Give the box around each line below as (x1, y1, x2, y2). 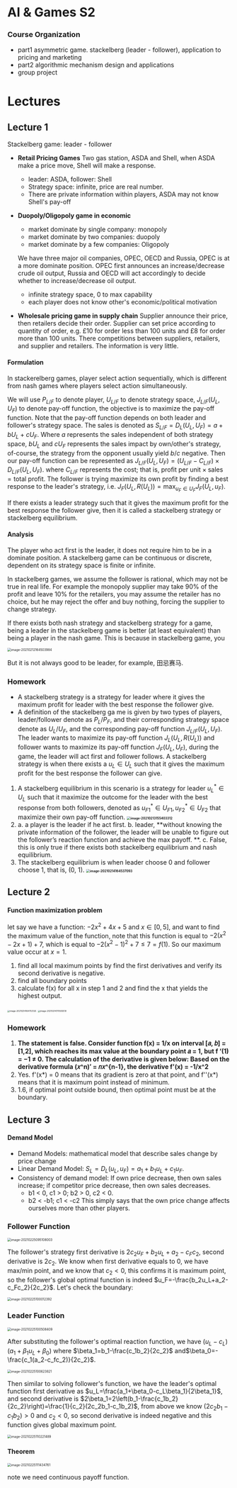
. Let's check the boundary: (52, 1283, 134, 1292)
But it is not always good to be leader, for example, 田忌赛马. (7, 658, 184, 667)
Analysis (7, 530, 34, 538)
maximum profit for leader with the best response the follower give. (17, 700, 214, 709)
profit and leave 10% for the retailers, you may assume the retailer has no (7, 589, 221, 598)
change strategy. (7, 604, 57, 613)
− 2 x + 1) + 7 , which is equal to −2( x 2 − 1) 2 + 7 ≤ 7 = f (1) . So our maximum (7, 939, 221, 949)
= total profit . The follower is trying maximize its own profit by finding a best (7, 474, 229, 483)
